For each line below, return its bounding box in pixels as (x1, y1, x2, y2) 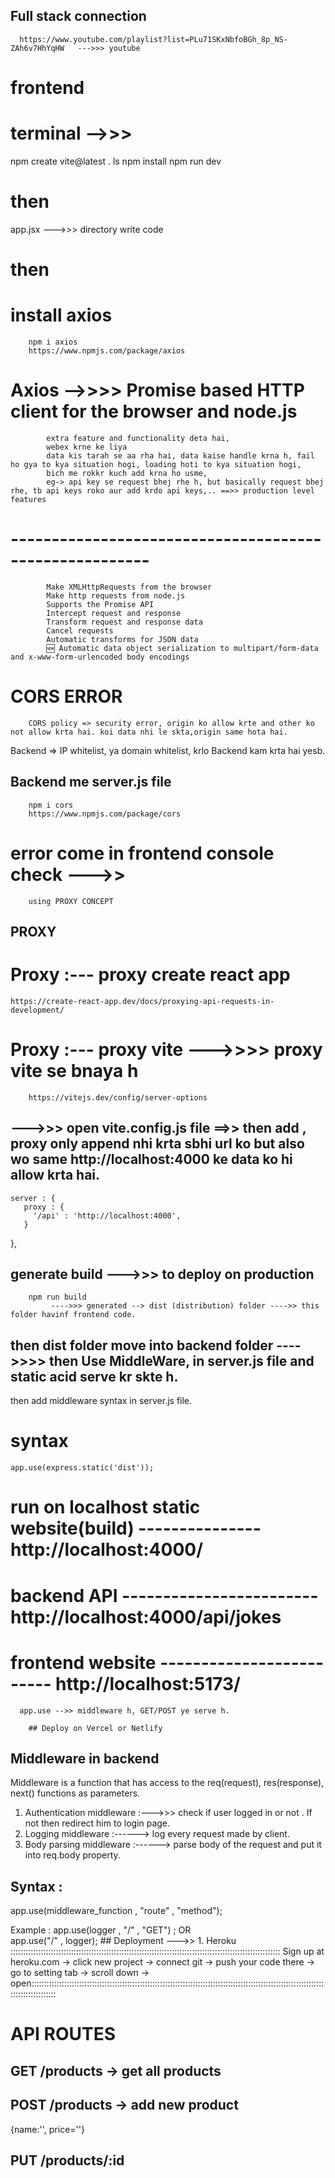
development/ (10, 1005, 65, 1015)
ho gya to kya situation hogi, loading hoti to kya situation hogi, (10, 459, 302, 469)
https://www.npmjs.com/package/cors (28, 809, 182, 819)
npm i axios (28, 337, 78, 347)
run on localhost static (10, 1496, 201, 1519)
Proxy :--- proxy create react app (10, 964, 291, 986)
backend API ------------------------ (10, 1584, 319, 1607)
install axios (10, 304, 113, 327)
